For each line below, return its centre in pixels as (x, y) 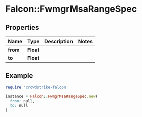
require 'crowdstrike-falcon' (37, 87)
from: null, (22, 101)
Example (19, 76)
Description (59, 41)
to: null (19, 106)
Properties (22, 27)
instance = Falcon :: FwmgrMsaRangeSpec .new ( (52, 96)
